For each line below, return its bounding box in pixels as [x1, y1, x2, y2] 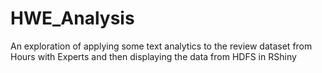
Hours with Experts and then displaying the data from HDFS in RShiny [10, 50, 297, 62]
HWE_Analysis [10, 7, 135, 30]
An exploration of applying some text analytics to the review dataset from [10, 40, 313, 52]
